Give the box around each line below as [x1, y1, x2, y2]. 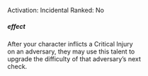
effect [7, 22, 26, 30]
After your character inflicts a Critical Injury [7, 39, 133, 48]
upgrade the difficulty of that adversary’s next [7, 54, 142, 63]
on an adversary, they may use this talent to [7, 47, 135, 56]
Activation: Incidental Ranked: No [7, 6, 105, 14]
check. [7, 62, 28, 70]
